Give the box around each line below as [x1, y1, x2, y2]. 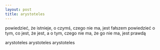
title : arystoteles [5, 12, 45, 17]
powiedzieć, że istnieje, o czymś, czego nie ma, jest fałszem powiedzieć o [5, 25, 156, 31]
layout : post [5, 7, 32, 12]
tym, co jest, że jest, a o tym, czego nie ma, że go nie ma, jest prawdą [5, 30, 146, 36]
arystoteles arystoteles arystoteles [5, 39, 75, 45]
